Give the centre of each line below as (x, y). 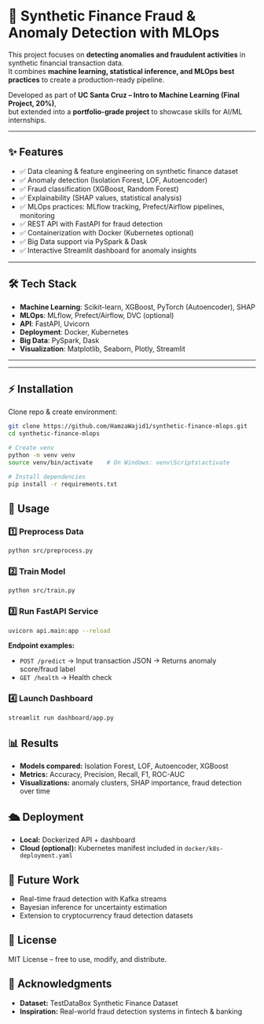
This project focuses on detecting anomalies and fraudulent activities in (127, 54)
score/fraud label (48, 669)
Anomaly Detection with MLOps (114, 33)
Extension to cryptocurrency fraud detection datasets (106, 915)
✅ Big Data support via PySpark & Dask (83, 241)
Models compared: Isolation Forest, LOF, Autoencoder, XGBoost (124, 766)
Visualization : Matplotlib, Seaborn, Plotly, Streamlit (103, 349)
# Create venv (31, 448)
